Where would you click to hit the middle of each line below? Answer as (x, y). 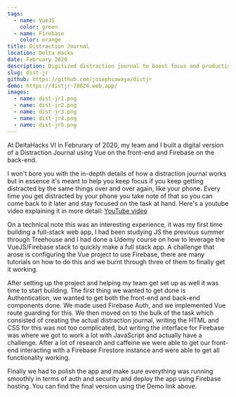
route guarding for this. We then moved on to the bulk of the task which (111, 313)
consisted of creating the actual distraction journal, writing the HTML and (113, 320)
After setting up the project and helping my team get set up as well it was (113, 282)
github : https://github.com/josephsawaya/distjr (80, 79)
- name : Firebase (39, 33)
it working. (22, 269)
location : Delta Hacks (40, 53)
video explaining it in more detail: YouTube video (77, 211)
